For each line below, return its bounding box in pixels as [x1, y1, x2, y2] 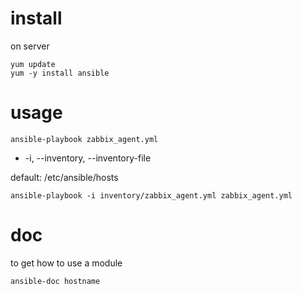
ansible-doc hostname [10, 276, 101, 286]
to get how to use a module [10, 257, 123, 269]
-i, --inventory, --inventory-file [24, 152, 152, 164]
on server [10, 40, 50, 52]
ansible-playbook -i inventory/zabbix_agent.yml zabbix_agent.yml [10, 190, 293, 201]
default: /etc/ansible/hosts [10, 171, 119, 183]
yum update [10, 59, 56, 69]
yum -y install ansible [10, 68, 110, 78]
